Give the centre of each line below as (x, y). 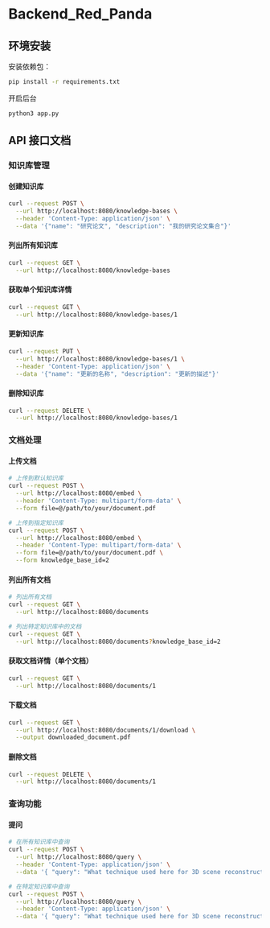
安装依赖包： (29, 66)
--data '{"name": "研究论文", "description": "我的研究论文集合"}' (123, 226)
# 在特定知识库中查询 (39, 886)
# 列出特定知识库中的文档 (45, 626)
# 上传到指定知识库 (36, 523)
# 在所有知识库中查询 (39, 842)
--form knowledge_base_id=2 (63, 560)
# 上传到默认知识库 (36, 478)
